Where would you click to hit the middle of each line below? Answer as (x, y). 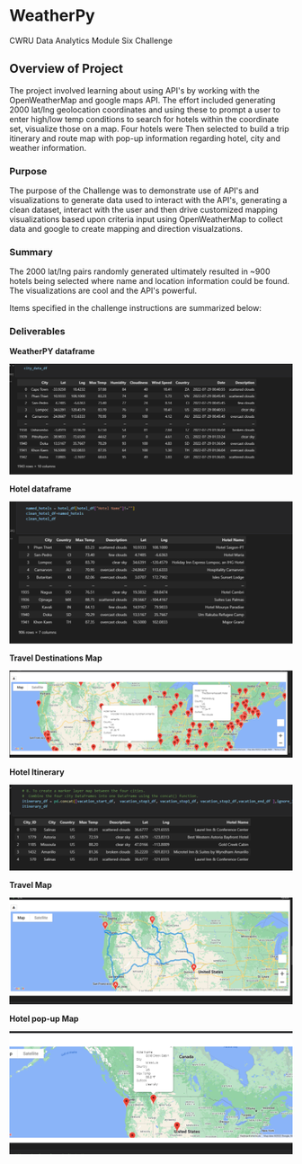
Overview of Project (67, 69)
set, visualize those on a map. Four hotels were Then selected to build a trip (149, 129)
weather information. (48, 147)
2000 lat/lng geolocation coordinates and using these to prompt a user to (145, 110)
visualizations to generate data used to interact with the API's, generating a (148, 200)
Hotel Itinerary (37, 772)
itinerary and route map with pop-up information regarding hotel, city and (145, 138)
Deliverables (37, 332)
